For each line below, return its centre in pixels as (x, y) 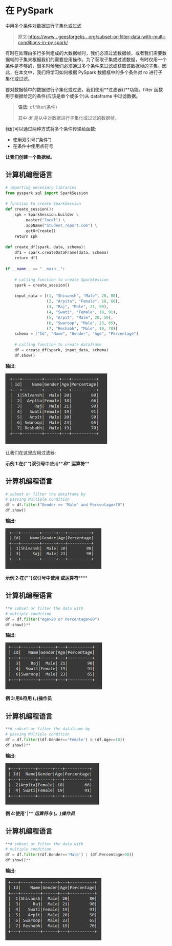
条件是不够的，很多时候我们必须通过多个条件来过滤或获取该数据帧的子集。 (84, 66)
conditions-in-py (36, 42)
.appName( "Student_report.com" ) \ (60, 225)
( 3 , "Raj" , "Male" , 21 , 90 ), (78, 307)
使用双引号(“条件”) (32, 140)
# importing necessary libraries (41, 187)
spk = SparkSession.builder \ (47, 215)
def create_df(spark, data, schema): (46, 247)
